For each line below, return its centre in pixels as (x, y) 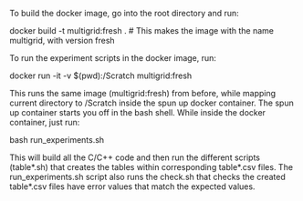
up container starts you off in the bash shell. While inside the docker (138, 112)
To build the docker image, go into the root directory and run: (124, 13)
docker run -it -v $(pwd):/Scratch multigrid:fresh (101, 75)
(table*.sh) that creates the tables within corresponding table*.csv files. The (151, 167)
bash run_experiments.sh (57, 140)
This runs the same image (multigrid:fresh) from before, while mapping (143, 93)
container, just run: (45, 122)
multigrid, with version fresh (63, 40)
